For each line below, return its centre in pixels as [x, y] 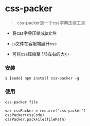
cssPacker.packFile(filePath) [36, 119]
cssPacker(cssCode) [25, 115]
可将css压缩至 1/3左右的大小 [40, 54]
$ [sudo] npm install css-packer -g [42, 78]
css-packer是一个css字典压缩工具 [51, 23]
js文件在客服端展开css [34, 43]
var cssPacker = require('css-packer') [45, 111]
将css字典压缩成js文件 [34, 33]
